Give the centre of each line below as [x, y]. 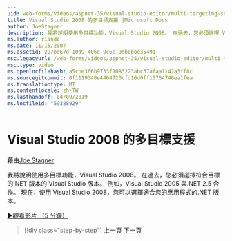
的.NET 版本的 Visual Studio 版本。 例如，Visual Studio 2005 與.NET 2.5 [109, 183]
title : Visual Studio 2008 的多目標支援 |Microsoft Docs [88, 20]
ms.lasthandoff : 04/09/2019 [48, 97]
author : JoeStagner [35, 26]
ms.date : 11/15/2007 [37, 46]
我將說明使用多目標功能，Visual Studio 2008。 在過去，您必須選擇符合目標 [114, 175]
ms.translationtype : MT [41, 84]
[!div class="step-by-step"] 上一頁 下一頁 [83, 230]
